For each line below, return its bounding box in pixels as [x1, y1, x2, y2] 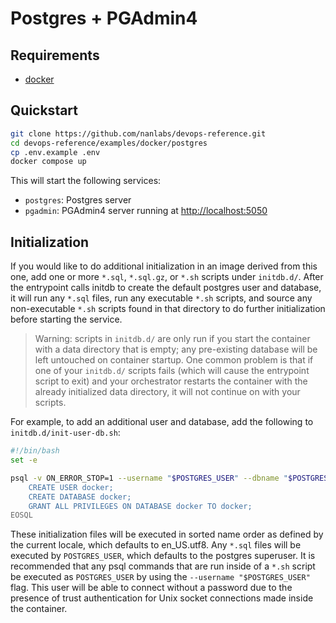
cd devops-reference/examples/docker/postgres [10, 138, 208, 148]
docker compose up [10, 157, 87, 167]
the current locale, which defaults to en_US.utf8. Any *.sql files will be [10, 539, 302, 551]
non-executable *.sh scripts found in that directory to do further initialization [10, 303, 326, 315]
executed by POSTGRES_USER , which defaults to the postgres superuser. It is [10, 550, 316, 562]
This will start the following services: [10, 175, 162, 187]
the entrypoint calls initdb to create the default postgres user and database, [10, 282, 322, 294]
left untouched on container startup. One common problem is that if [34, 354, 314, 366]
